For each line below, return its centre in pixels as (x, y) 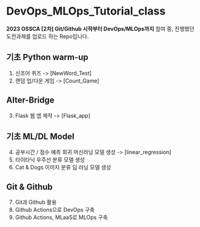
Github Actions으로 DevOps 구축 (55, 210)
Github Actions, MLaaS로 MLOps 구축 (61, 217)
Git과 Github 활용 (36, 202)
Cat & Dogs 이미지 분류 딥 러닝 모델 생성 (63, 168)
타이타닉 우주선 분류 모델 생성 (50, 160)
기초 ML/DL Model (40, 136)
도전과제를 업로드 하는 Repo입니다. (48, 36)
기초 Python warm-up (47, 57)
